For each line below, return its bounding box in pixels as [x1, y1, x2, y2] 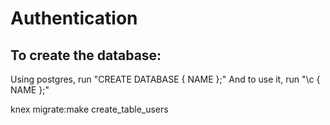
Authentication [10, 7, 138, 30]
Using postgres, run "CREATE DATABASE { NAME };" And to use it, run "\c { [10, 73, 321, 85]
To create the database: [10, 47, 162, 64]
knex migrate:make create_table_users [10, 103, 169, 115]
